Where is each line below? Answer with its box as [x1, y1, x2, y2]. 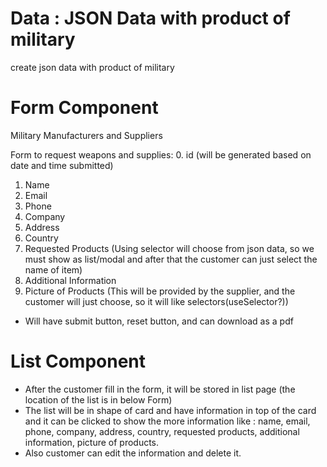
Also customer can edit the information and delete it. [24, 447, 242, 459]
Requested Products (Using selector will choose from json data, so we [24, 242, 315, 254]
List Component [10, 350, 147, 373]
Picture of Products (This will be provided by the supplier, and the [24, 285, 296, 297]
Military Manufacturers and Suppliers [10, 129, 163, 141]
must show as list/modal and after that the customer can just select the [24, 253, 318, 265]
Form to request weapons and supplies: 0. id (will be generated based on [10, 148, 312, 161]
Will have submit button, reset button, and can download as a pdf [24, 315, 294, 327]
